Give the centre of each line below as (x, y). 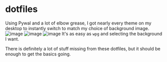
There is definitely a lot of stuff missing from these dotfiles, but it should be (83, 48)
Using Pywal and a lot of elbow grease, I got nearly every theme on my (78, 23)
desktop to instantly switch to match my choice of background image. (77, 28)
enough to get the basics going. (38, 54)
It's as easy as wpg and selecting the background (112, 33)
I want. (12, 39)
